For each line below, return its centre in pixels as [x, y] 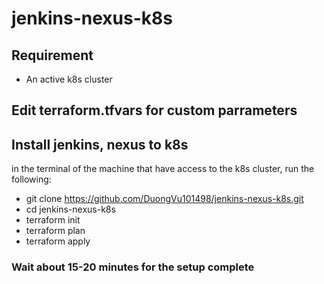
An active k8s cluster [69, 79]
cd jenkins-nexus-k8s [70, 209]
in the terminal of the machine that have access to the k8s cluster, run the [163, 169]
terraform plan [55, 231]
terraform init [53, 220]
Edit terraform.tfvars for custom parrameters [154, 110]
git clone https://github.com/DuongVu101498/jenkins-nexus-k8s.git [164, 199]
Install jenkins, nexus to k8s [100, 144]
